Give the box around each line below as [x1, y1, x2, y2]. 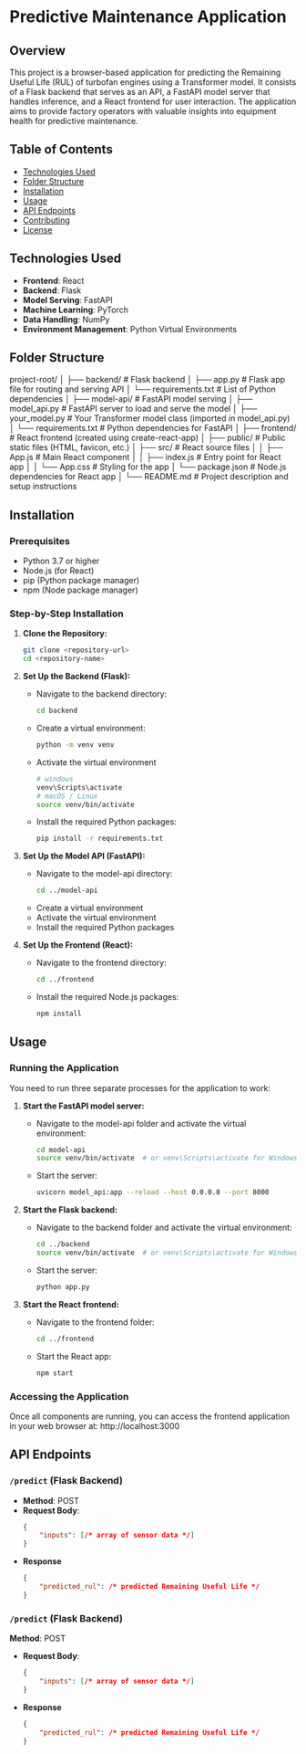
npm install [36, 1009, 82, 1019]
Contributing [22, 215, 70, 226]
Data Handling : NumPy [22, 313, 110, 325]
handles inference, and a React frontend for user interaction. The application [9, 96, 297, 107]
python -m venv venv [36, 740, 115, 750]
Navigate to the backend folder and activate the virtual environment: [36, 1222, 293, 1234]
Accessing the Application [9, 1390, 129, 1402]
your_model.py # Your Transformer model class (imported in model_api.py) [9, 413, 291, 424]
